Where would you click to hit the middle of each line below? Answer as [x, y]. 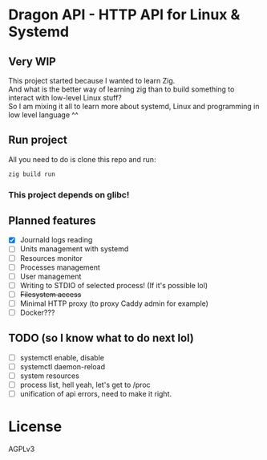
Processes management [60, 267]
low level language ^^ [43, 115]
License [35, 427]
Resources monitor [51, 258]
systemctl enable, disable [62, 357]
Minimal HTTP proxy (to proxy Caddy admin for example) [114, 303]
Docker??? [37, 312]
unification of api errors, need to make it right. [96, 394]
